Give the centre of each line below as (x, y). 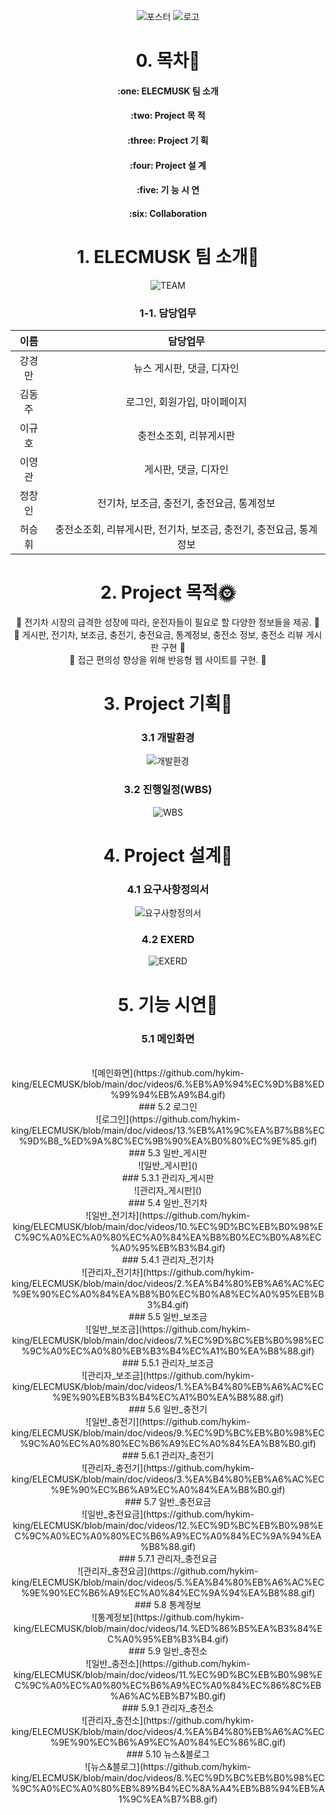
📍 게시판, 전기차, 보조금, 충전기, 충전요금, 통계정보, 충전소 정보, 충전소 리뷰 (158, 634)
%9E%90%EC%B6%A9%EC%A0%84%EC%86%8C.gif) (168, 1742)
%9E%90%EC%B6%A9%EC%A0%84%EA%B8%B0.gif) (168, 1489)
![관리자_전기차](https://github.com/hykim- (168, 1272)
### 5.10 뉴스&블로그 (168, 1754)
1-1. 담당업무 (168, 313)
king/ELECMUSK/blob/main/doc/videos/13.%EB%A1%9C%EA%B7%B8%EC (168, 1130)
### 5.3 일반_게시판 (168, 1152)
